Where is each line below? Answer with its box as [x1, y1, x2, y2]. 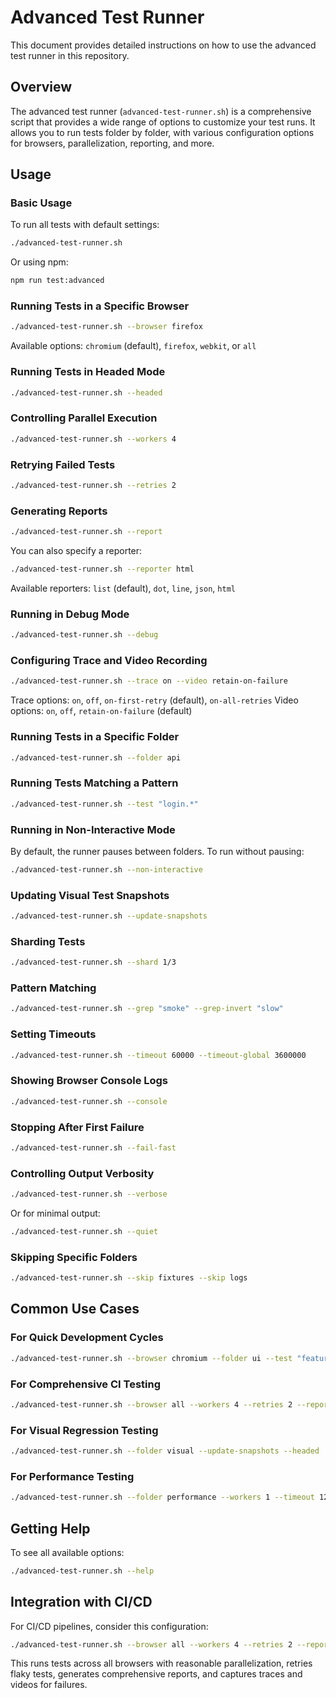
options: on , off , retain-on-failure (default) [10, 705, 193, 717]
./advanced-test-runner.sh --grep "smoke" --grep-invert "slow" [10, 1004, 284, 1014]
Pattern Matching [10, 981, 97, 995]
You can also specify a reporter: [10, 545, 143, 557]
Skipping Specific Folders [10, 1250, 138, 1264]
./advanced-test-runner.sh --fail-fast [10, 1142, 177, 1153]
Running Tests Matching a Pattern [10, 776, 179, 790]
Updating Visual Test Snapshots [10, 888, 170, 902]
